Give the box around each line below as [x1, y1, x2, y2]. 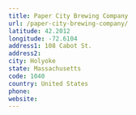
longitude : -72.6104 [8, 34, 79, 43]
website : [8, 95, 38, 103]
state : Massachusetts [8, 65, 82, 73]
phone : [8, 87, 31, 96]
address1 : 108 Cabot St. [8, 42, 92, 50]
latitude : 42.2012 [8, 27, 70, 35]
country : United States [8, 79, 89, 87]
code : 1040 [8, 72, 45, 80]
